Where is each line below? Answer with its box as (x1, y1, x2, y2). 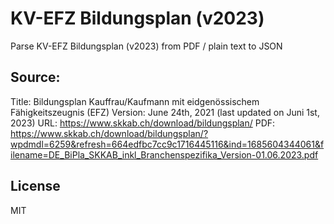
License (10, 178, 61, 195)
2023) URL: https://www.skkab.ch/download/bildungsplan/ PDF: (10, 117, 276, 129)
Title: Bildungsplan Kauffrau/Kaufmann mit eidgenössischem (10, 95, 260, 107)
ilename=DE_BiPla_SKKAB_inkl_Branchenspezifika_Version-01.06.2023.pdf (10, 148, 319, 161)
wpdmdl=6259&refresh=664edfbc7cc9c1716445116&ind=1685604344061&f (10, 138, 325, 150)
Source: (10, 69, 61, 86)
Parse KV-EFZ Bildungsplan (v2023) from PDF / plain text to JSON (10, 40, 283, 52)
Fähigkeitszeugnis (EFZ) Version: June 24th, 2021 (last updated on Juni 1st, (10, 106, 320, 118)
